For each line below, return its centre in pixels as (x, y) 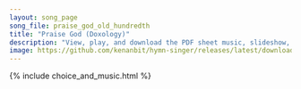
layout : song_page (43, 17)
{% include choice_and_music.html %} (81, 76)
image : (21, 51)
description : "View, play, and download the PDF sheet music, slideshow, (150, 42)
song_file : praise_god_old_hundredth (80, 26)
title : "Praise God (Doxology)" (69, 34)
